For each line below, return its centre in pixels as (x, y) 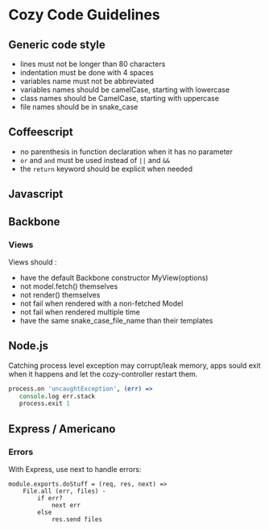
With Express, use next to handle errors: (75, 469)
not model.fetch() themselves (69, 286)
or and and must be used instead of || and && (95, 160)
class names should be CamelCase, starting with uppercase (120, 98)
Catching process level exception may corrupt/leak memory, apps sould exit (134, 365)
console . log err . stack (57, 396)
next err (66, 506)
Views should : (33, 262)
